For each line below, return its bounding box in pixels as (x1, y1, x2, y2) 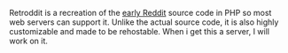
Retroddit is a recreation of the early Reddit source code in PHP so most (9, 8, 272, 18)
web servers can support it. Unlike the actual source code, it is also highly (9, 17, 279, 27)
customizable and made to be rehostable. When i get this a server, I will (9, 26, 270, 36)
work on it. (9, 35, 49, 46)
